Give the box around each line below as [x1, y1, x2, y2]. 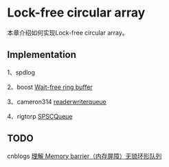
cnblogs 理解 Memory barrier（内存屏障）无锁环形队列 [7, 152, 162, 160]
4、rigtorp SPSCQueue [7, 112, 73, 120]
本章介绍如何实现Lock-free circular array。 [7, 28, 128, 37]
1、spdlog [7, 68, 36, 77]
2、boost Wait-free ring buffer [7, 83, 93, 91]
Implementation [7, 49, 77, 61]
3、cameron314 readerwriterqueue [7, 97, 106, 106]
